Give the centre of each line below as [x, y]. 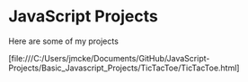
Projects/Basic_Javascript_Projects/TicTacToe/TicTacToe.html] [124, 68]
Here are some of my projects [63, 41]
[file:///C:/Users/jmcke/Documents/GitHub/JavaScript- [109, 58]
